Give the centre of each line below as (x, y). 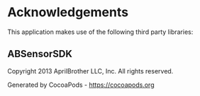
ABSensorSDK (40, 54)
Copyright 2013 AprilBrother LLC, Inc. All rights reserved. (90, 71)
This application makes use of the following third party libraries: (100, 32)
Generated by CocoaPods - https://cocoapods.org (81, 85)
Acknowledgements (68, 12)
